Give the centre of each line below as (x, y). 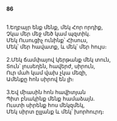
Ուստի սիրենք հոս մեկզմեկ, (46, 105)
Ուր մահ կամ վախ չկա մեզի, (47, 72)
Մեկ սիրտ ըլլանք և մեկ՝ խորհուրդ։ (55, 112)
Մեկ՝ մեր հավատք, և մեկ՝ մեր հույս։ (57, 46)
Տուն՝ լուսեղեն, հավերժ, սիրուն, (51, 66)
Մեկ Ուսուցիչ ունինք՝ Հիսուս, (47, 40)
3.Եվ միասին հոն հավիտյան (46, 92)
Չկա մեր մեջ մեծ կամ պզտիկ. (48, 34)
